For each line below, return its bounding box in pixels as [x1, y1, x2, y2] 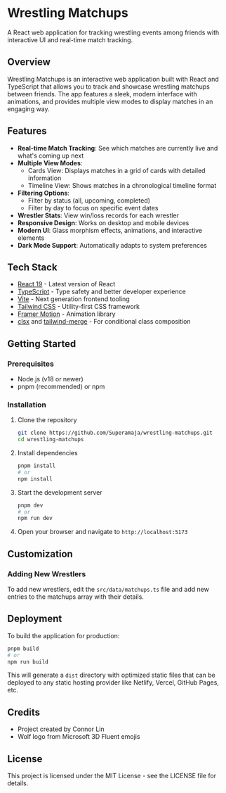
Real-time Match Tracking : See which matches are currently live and [17, 144, 218, 152]
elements [17, 234, 45, 242]
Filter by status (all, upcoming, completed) [27, 196, 151, 205]
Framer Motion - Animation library [17, 310, 116, 318]
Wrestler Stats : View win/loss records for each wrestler [17, 211, 179, 220]
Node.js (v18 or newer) [17, 375, 84, 383]
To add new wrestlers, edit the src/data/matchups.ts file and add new [7, 585, 209, 594]
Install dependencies [17, 449, 79, 457]
